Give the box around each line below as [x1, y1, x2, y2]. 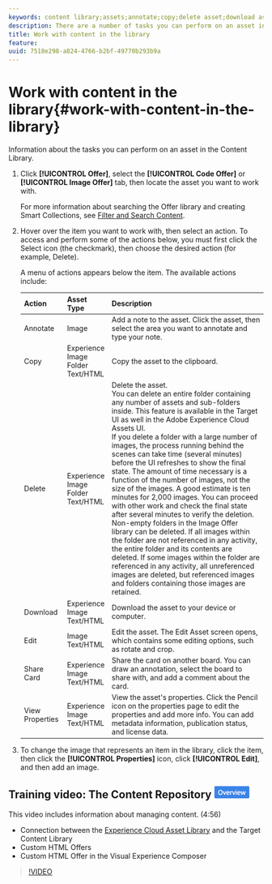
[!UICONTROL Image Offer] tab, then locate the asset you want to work [19, 178, 259, 187]
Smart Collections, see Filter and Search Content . [19, 211, 185, 221]
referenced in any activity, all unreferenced [112, 561, 255, 571]
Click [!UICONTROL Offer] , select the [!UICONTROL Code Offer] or [19, 169, 245, 178]
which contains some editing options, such [112, 635, 254, 645]
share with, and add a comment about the [112, 673, 250, 683]
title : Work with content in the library [8, 30, 151, 38]
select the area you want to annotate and [112, 323, 249, 333]
